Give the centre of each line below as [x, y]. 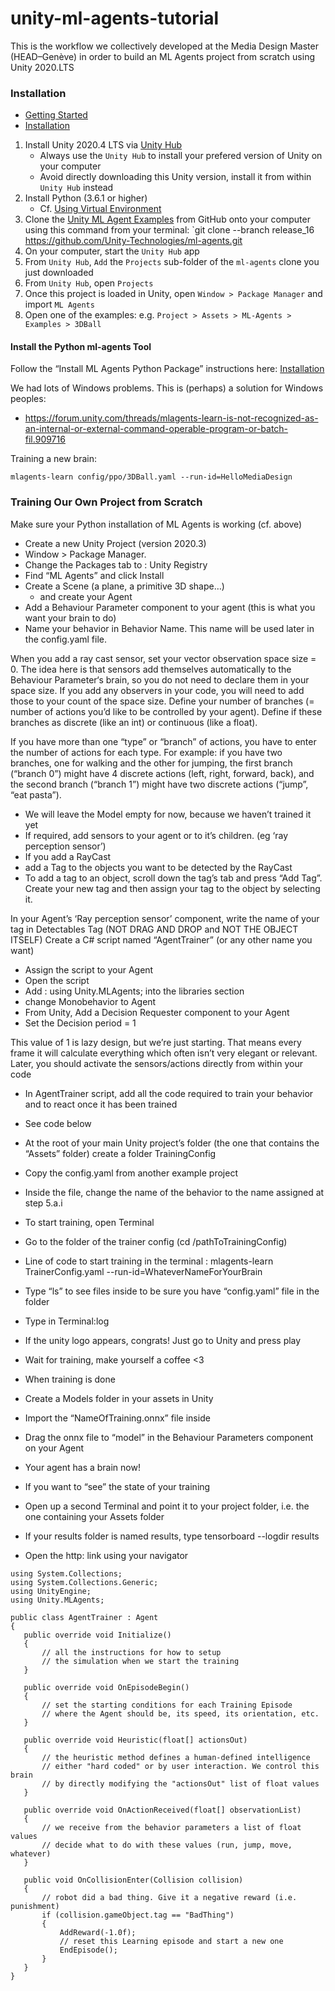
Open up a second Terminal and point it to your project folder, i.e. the [167, 1506]
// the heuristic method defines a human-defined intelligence [176, 1757]
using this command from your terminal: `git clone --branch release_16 [169, 230]
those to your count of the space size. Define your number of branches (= [162, 701]
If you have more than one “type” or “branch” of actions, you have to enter [163, 741]
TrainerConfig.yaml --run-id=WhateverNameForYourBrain [143, 1271]
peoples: [28, 399]
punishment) [35, 1906]
